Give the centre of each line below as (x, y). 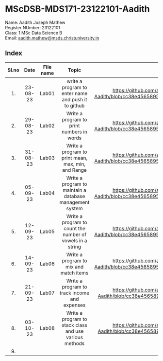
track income (74, 293)
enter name (74, 93)
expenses (74, 305)
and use (74, 331)
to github (74, 106)
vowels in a (74, 240)
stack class (74, 325)
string (74, 247)
